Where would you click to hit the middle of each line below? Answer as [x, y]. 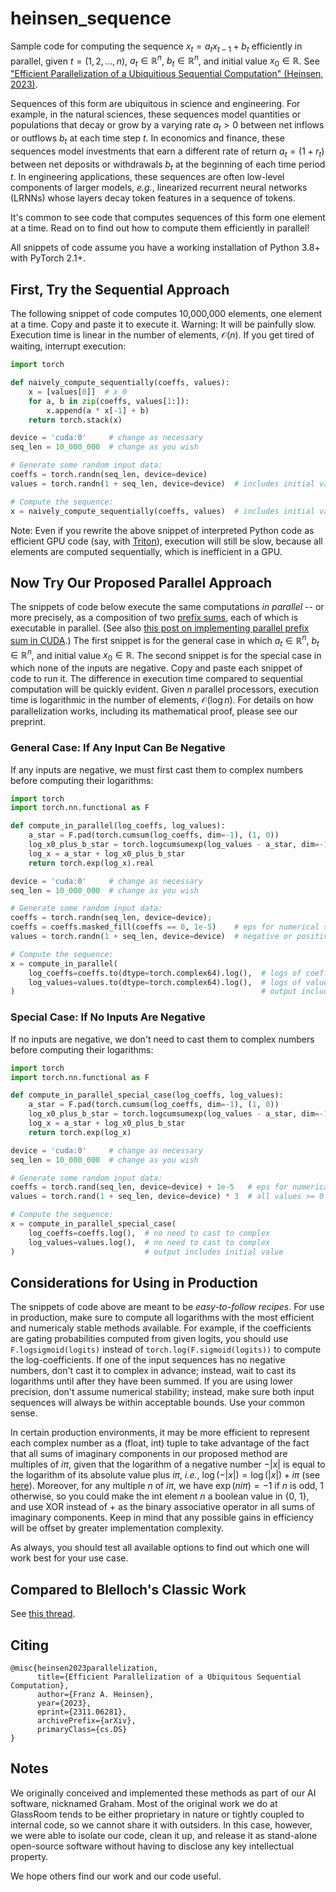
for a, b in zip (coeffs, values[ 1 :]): [109, 401]
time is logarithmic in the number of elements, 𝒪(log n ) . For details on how [162, 700]
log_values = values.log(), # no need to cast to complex [149, 1242]
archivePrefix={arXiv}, [86, 1720]
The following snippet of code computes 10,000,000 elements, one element [166, 314]
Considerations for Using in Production [134, 1282]
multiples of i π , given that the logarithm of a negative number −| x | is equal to [168, 1464]
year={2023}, [64, 1703]
